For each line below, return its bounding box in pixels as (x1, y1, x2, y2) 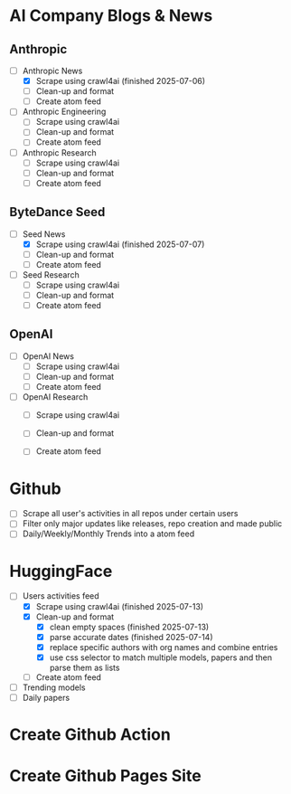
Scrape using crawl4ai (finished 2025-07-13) (35, 600, 204, 611)
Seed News (22, 228, 66, 240)
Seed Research (22, 269, 80, 280)
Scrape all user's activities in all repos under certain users (22, 508, 239, 519)
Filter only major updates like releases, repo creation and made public (22, 518, 283, 529)
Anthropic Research (22, 147, 97, 158)
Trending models (22, 682, 86, 693)
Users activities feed (22, 591, 99, 601)
